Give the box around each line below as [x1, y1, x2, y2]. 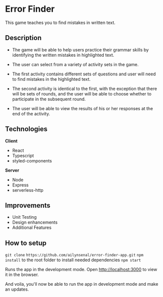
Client [5, 138, 18, 144]
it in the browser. [5, 272, 39, 277]
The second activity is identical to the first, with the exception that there [12, 86, 158, 91]
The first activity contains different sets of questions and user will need [12, 71, 156, 77]
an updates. [5, 286, 29, 292]
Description [5, 34, 42, 42]
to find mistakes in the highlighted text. [12, 76, 91, 82]
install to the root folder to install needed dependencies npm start [5, 257, 141, 263]
